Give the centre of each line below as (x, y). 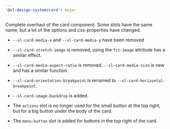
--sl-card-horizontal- (141, 81)
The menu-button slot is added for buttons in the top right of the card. (85, 121)
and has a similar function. (40, 70)
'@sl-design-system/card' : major (41, 10)
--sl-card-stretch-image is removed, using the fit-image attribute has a (89, 49)
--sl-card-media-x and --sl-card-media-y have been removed (78, 40)
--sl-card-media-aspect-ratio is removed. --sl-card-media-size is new (89, 65)
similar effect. (27, 55)
